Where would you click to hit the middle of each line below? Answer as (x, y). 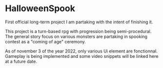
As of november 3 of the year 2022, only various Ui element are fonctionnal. (81, 51)
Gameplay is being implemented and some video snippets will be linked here (82, 56)
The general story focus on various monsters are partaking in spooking (76, 36)
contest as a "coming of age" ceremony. (45, 41)
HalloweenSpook (40, 8)
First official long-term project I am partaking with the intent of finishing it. (79, 22)
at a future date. (21, 61)
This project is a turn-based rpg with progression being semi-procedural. (78, 31)
